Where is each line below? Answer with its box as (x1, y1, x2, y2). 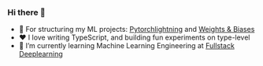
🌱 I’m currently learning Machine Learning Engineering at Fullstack (18, 41, 235, 50)
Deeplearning (18, 50, 64, 59)
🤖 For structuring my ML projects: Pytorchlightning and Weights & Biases (18, 25, 255, 34)
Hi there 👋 (7, 7, 46, 18)
